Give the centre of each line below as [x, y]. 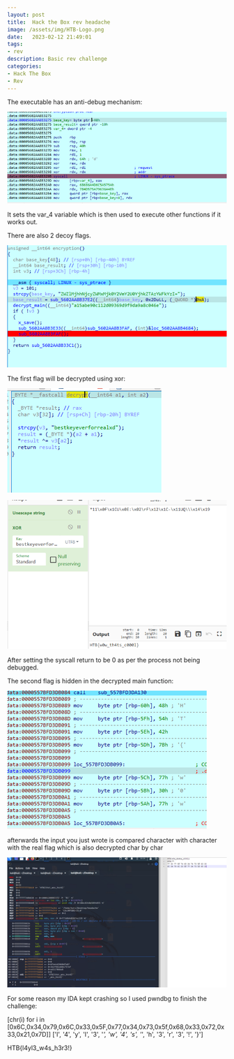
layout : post [26, 15]
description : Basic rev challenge [57, 59]
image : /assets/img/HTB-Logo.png [56, 29]
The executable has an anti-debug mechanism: [75, 102]
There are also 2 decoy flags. [49, 236]
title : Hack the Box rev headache [59, 22]
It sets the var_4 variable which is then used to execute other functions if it [114, 215]
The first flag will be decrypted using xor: [67, 378]
